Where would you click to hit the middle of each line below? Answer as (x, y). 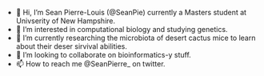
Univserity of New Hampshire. (66, 21)
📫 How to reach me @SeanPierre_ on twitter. (90, 64)
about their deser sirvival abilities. (72, 46)
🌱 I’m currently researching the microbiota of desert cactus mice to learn (136, 38)
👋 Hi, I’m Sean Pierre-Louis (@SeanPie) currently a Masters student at (131, 12)
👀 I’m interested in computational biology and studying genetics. (122, 29)
